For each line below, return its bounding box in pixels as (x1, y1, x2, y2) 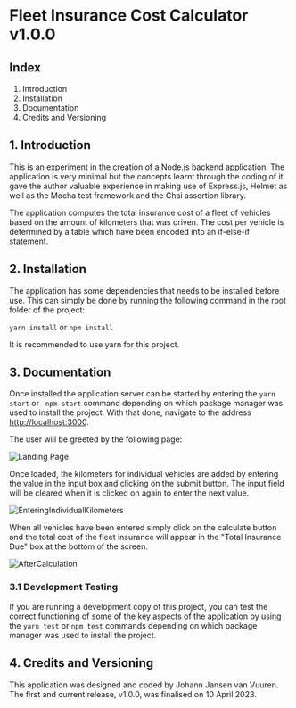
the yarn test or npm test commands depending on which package (9, 620, 258, 630)
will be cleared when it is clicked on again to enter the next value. (9, 487, 250, 498)
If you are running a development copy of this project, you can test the (9, 601, 268, 612)
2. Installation (9, 262, 87, 277)
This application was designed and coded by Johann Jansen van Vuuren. (9, 679, 279, 690)
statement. (9, 236, 49, 246)
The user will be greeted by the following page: (9, 434, 183, 445)
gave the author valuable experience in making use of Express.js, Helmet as (9, 180, 288, 191)
